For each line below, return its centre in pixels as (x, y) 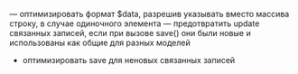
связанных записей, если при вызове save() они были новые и (130, 33)
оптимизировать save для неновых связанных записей (129, 60)
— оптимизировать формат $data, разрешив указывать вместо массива (149, 14)
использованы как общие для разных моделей (100, 42)
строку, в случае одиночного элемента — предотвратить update (135, 23)
